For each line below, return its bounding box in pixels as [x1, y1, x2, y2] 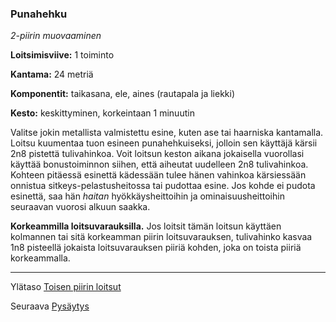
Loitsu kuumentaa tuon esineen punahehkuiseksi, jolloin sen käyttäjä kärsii [10, 137, 318, 149]
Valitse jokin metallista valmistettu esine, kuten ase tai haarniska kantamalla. [10, 127, 324, 139]
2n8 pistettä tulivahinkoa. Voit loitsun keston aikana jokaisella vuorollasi [10, 148, 305, 160]
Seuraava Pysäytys [10, 300, 90, 312]
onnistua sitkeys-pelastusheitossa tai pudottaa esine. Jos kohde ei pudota [10, 180, 316, 192]
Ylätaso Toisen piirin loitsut [10, 281, 122, 293]
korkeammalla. [10, 252, 71, 264]
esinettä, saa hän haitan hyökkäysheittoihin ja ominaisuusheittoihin [10, 190, 285, 202]
